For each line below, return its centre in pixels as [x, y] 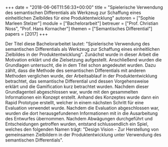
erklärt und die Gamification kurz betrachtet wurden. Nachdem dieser [77, 87]
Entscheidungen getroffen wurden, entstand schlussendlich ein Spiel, [77, 124]
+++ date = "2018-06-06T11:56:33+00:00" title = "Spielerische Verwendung [84, 7]
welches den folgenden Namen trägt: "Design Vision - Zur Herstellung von [82, 129]
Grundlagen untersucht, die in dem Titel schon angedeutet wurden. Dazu [80, 65]
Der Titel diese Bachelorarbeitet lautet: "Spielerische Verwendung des [77, 44]
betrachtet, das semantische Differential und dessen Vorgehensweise [77, 81]
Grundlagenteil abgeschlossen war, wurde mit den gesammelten [72, 92]
